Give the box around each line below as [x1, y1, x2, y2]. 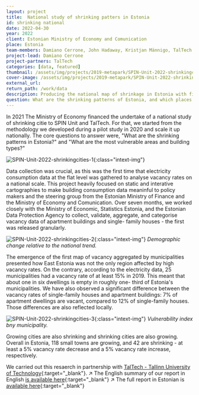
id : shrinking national [6, 20, 65, 25]
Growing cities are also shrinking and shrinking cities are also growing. [6, 333, 179, 340]
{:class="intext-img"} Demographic [94, 235, 181, 243]
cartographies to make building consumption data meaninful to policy [6, 186, 176, 193]
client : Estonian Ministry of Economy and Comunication [6, 36, 147, 42]
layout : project [6, 8, 46, 15]
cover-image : [6, 75, 38, 81]
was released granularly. [6, 224, 66, 231]
